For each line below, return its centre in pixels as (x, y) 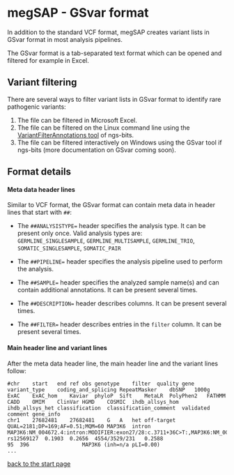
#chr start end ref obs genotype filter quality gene (101, 384)
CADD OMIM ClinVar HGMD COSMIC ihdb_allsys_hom (93, 402)
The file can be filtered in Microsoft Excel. (77, 120)
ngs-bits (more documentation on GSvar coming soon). (96, 150)
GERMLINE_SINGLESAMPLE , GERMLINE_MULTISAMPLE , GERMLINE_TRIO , (106, 241)
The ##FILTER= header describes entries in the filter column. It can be (119, 324)
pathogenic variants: (37, 107)
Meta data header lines (41, 189)
